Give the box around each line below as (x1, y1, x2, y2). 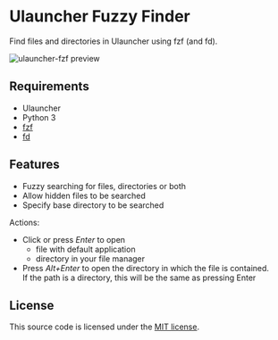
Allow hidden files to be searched (21, 190, 146, 201)
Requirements (9, 79, 89, 95)
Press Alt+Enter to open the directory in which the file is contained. (21, 262, 270, 273)
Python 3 (21, 112, 56, 122)
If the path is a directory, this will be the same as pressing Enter (21, 272, 257, 283)
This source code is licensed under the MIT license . (9, 321, 199, 332)
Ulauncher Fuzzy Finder (9, 6, 190, 27)
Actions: (9, 217, 40, 228)
